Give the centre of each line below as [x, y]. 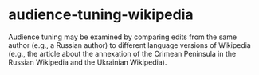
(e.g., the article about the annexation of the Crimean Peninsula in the [122, 53]
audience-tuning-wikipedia [101, 15]
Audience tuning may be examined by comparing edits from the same [123, 37]
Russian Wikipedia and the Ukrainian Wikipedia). [88, 62]
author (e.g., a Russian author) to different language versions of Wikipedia [129, 45]
